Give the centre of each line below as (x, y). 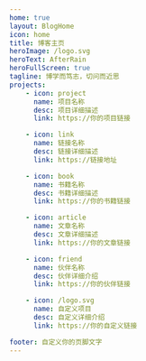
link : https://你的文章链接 (82, 243)
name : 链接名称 (59, 143)
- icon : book (50, 176)
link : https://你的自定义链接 (85, 326)
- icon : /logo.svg (60, 301)
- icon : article (56, 218)
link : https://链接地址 (75, 160)
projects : (28, 85)
